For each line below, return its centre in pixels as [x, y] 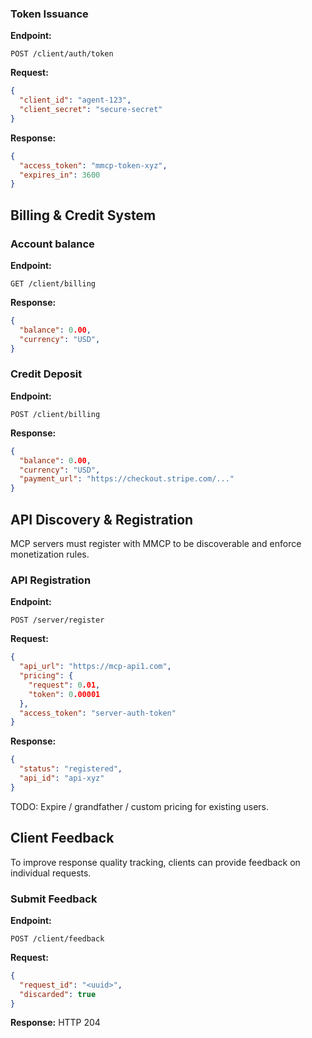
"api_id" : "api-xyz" [62, 778]
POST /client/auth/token [62, 54]
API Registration [51, 580]
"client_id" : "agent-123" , [75, 100]
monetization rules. [50, 554]
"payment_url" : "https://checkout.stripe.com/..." [127, 479]
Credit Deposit [46, 374]
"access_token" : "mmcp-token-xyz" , [93, 165]
